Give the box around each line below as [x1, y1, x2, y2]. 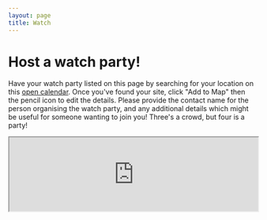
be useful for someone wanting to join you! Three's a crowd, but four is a [8, 112, 245, 122]
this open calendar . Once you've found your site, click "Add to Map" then [8, 88, 246, 97]
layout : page [8, 11, 51, 20]
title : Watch [8, 19, 51, 27]
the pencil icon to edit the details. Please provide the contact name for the [8, 95, 249, 105]
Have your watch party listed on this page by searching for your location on [8, 79, 254, 88]
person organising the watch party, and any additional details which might [8, 104, 249, 114]
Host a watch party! [8, 53, 141, 71]
